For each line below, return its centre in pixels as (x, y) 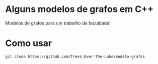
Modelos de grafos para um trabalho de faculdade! (58, 23)
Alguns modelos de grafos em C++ (80, 9)
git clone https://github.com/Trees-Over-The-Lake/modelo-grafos (75, 56)
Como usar (29, 43)
